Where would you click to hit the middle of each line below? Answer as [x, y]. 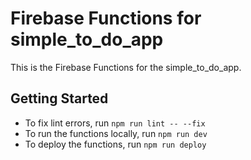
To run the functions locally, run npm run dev [116, 133]
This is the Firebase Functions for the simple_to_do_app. [126, 67]
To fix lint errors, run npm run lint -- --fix [115, 123]
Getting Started [59, 98]
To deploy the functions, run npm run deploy [115, 144]
